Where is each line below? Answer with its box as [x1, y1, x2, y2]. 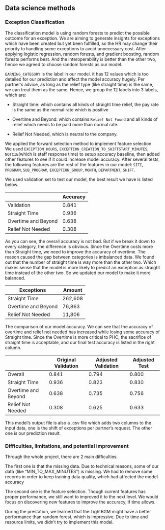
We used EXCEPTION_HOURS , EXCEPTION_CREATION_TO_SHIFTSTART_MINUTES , [5, 145, 149, 152]
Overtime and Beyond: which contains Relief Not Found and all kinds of [12, 116, 158, 122]
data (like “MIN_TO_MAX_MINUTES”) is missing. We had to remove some [5, 468, 153, 474]
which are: [5, 92, 27, 98]
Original [56, 356, 76, 363]
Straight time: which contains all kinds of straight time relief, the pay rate [12, 101, 159, 107]
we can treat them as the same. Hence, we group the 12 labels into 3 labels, [5, 86, 158, 93]
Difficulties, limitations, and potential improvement [5, 442, 129, 449]
